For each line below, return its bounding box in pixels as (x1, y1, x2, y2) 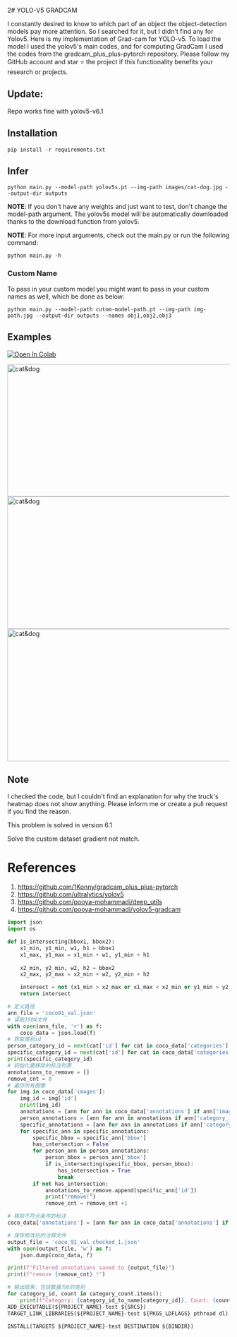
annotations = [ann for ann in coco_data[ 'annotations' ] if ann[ (20, 1108, 217, 1115)
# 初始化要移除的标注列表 (7, 1062, 72, 1069)
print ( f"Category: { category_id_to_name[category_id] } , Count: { (20, 1297, 217, 1304)
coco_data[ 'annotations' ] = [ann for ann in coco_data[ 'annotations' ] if (7, 1219, 229, 1227)
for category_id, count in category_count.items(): (7, 1290, 162, 1297)
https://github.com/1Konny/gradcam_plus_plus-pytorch (17, 882, 178, 892)
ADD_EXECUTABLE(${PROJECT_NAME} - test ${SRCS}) (7, 1303, 147, 1310)
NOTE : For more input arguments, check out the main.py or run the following (7, 231, 230, 239)
